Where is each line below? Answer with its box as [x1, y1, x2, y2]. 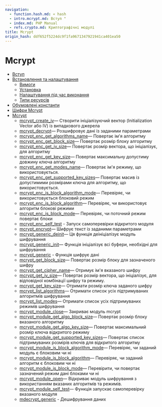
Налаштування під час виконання [19, 92, 90, 98]
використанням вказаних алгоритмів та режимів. [19, 381, 123, 387]
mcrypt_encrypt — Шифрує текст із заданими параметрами [19, 226, 142, 232]
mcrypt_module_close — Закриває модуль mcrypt [19, 308, 121, 314]
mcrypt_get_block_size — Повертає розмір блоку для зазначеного [19, 257, 156, 263]
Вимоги [19, 81, 36, 87]
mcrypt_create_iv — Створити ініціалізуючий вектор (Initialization [19, 118, 152, 123]
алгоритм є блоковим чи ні [19, 360, 76, 366]
